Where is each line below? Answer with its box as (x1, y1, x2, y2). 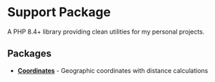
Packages (7, 48, 51, 60)
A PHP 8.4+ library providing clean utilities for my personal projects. (7, 27, 205, 36)
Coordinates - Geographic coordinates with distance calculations (17, 66, 209, 74)
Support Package (7, 4, 111, 20)
